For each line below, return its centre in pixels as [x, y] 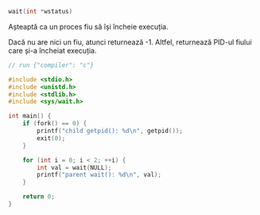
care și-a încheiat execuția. [52, 50]
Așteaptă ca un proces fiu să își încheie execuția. [88, 26]
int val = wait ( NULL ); [74, 167]
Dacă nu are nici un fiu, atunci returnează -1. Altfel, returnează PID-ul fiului [130, 42]
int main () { [30, 116]
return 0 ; [39, 197]
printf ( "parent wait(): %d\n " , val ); [99, 175]
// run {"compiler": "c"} [51, 65]
